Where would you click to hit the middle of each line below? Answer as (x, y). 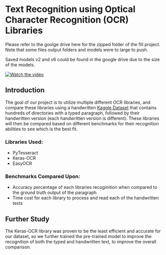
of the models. (20, 65)
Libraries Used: (24, 142)
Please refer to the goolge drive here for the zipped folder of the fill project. (83, 44)
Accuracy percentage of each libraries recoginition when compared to (85, 187)
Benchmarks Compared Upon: (43, 176)
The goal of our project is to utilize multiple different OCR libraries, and (78, 102)
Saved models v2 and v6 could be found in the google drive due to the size (82, 59)
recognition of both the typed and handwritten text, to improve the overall (81, 242)
